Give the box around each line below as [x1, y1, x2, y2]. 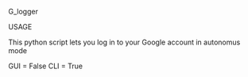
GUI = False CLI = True [8, 61, 83, 71]
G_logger [8, 7, 38, 16]
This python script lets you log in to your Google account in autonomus [8, 37, 241, 47]
